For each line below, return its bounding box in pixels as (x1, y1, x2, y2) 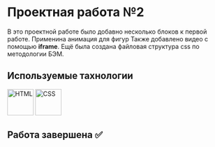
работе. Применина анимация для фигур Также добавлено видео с (7, 34, 209, 43)
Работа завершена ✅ (7, 129, 103, 141)
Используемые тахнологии (7, 70, 134, 82)
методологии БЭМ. (7, 50, 64, 58)
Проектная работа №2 (7, 4, 144, 20)
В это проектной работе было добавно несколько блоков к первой (7, 27, 207, 36)
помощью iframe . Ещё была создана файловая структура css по (7, 42, 200, 50)
